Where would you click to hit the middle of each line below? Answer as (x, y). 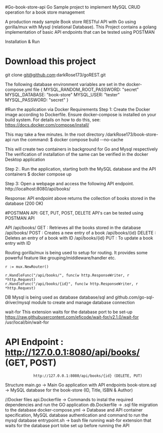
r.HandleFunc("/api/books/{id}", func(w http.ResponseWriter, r (72, 284)
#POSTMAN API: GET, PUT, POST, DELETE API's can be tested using (74, 213)
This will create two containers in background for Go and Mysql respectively (81, 149)
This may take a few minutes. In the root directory (55, 134)
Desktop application (25, 159)
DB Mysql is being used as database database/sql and (60, 297)
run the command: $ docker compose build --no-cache (68, 139)
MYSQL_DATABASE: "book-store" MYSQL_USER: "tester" (63, 94)
